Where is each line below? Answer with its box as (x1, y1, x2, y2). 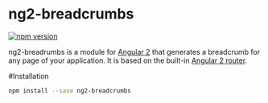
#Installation (8, 71, 50, 80)
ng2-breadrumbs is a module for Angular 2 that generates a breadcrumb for (8, 47, 260, 56)
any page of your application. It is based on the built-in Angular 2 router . (8, 56, 248, 65)
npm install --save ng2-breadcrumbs (8, 86, 131, 95)
